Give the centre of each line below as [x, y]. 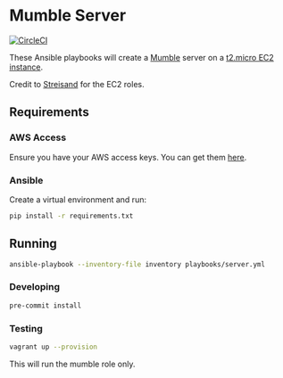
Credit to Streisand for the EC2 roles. [77, 84]
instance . [26, 67]
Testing [26, 328]
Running [33, 244]
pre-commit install [46, 305]
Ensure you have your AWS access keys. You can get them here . [128, 157]
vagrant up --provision [54, 347]
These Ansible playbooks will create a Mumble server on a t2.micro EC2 [141, 57]
